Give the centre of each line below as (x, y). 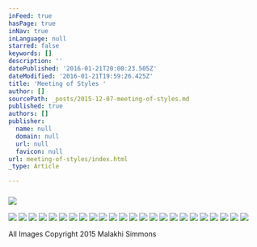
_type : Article (34, 167)
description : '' (36, 62)
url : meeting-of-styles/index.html (68, 159)
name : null (34, 129)
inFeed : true (30, 16)
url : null (32, 144)
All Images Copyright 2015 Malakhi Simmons (82, 234)
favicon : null (39, 151)
